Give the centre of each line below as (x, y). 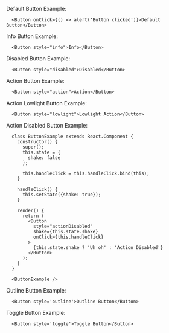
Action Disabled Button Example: (47, 125)
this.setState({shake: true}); (62, 195)
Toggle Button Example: (36, 313)
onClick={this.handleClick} (68, 237)
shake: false (44, 158)
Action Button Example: (35, 81)
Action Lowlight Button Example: (47, 103)
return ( (33, 216)
